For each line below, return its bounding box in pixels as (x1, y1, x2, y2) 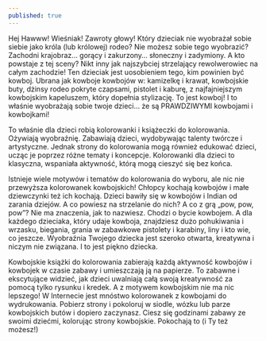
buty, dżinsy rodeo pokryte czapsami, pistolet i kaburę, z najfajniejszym (8, 84, 243, 94)
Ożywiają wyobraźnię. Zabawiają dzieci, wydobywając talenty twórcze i (8, 133, 243, 143)
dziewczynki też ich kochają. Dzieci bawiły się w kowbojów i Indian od (8, 191, 238, 200)
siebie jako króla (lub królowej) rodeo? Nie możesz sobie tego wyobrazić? (8, 41, 249, 52)
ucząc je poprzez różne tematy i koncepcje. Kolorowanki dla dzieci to (8, 150, 235, 160)
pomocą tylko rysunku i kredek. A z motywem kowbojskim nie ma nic (8, 282, 234, 292)
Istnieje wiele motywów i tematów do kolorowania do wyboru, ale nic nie (8, 174, 245, 184)
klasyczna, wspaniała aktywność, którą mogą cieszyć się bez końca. (8, 158, 233, 168)
